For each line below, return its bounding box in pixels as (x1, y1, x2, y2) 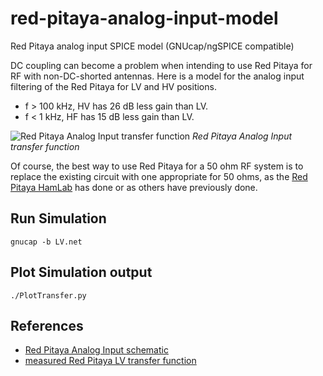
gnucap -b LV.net (10, 237, 83, 247)
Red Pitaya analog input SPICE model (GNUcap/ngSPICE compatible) (10, 40, 295, 52)
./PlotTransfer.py (10, 290, 87, 301)
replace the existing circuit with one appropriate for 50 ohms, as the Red (10, 170, 308, 182)
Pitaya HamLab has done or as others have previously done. (10, 181, 258, 193)
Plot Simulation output (10, 264, 153, 281)
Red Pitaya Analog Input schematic (24, 344, 169, 356)
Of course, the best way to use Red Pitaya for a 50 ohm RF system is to (10, 160, 304, 172)
